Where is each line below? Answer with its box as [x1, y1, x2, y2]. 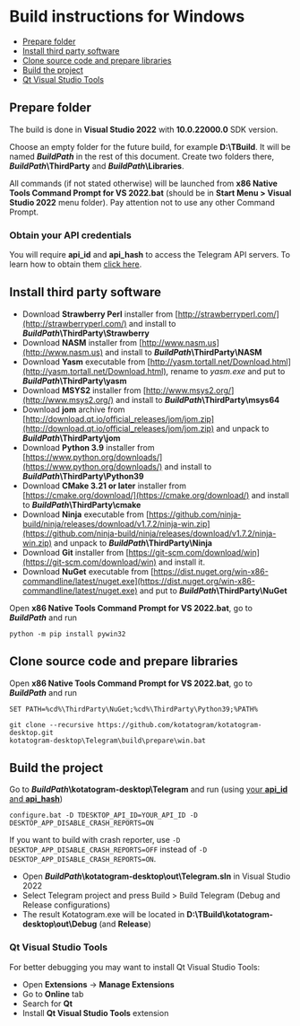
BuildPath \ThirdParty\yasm [21, 375, 127, 386]
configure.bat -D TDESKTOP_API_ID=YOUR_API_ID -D [9, 811, 199, 820]
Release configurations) [21, 899, 111, 910]
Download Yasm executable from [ [21, 356, 150, 367]
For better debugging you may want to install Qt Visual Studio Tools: [9, 961, 261, 972]
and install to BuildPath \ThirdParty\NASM [104, 346, 262, 357]
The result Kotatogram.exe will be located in [21, 909, 185, 920]
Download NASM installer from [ [21, 337, 142, 347]
